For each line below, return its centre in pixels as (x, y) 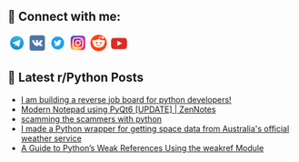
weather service (51, 138)
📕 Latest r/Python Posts (76, 78)
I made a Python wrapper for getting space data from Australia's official (155, 128)
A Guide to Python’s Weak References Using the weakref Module (142, 147)
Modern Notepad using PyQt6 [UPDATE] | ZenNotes (118, 109)
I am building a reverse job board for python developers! (126, 99)
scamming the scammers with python (91, 118)
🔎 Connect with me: (64, 17)
